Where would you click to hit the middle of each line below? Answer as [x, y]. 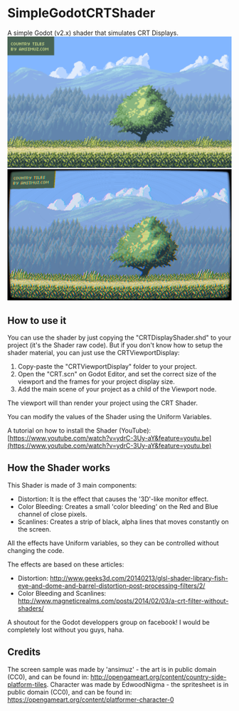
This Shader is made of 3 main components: [72, 485]
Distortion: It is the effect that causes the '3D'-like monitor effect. [113, 499]
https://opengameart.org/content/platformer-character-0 [91, 700]
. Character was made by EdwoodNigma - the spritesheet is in [138, 684]
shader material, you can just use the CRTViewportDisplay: [94, 352]
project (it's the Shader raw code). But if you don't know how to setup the [115, 345]
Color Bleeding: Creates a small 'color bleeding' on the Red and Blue [118, 506]
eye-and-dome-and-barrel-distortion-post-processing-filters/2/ [111, 586]
